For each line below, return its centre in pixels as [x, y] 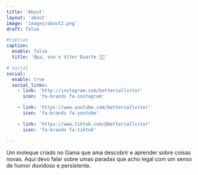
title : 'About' [26, 12]
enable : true [28, 79]
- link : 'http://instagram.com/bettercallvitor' [80, 91]
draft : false [23, 29]
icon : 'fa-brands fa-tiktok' [59, 130]
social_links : [30, 85]
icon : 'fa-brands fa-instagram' [63, 96]
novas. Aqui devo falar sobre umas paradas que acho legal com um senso [99, 159]
